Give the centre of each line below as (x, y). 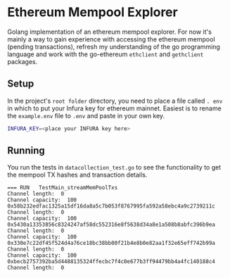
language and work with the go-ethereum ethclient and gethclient (106, 54)
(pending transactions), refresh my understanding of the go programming (114, 46)
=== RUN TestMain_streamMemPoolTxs (63, 188)
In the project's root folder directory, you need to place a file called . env (115, 101)
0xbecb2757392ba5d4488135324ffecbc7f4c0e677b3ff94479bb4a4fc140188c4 (111, 262)
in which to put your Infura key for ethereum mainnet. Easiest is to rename (114, 108)
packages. (23, 61)
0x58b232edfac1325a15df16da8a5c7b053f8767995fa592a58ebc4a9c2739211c (111, 206)
